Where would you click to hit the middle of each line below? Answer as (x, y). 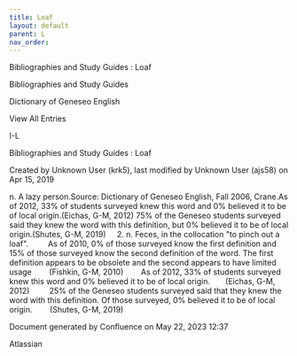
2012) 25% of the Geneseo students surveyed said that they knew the (145, 291)
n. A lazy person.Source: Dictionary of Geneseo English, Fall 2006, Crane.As (148, 197)
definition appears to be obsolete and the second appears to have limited (143, 263)
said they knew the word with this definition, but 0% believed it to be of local (149, 225)
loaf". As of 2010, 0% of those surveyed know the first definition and (143, 244)
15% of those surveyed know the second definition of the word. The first (141, 253)
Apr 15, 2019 (32, 180)
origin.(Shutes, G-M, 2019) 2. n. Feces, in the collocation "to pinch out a (145, 235)
